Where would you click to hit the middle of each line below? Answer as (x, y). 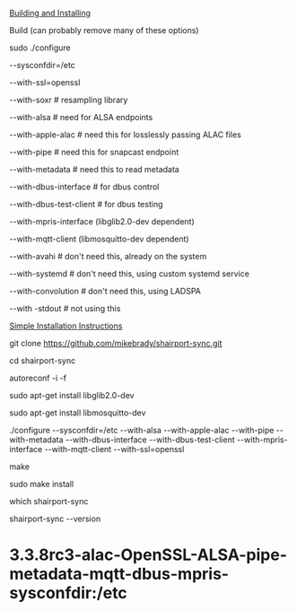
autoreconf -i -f (38, 378)
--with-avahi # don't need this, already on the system (108, 256)
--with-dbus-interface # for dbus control (84, 187)
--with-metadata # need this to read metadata (94, 169)
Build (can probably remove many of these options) (104, 30)
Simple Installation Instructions (66, 326)
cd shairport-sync (43, 361)
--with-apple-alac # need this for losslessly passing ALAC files (126, 135)
